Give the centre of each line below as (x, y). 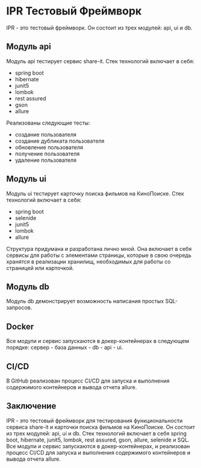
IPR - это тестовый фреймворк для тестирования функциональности (94, 420)
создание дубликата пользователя (60, 141)
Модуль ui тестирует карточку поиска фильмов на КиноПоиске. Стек (95, 193)
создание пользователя (46, 134)
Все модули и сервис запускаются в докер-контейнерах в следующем (98, 341)
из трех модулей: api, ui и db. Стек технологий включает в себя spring (97, 433)
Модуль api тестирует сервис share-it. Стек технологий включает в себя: (100, 61)
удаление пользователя (46, 160)
